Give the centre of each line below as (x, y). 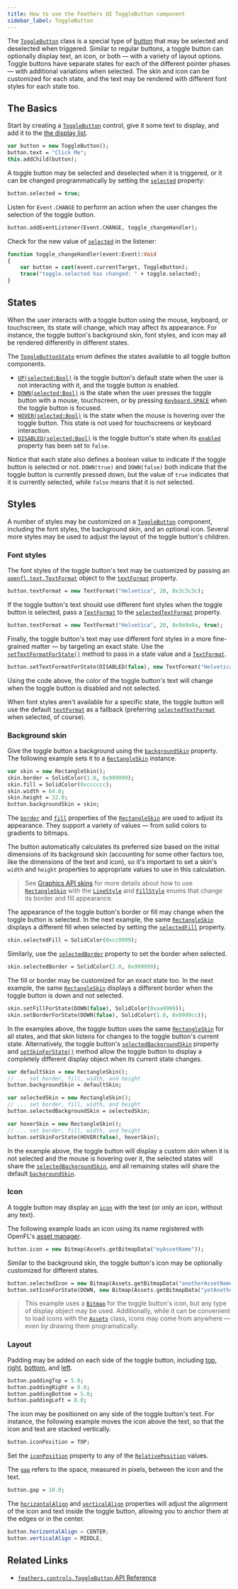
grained (19, 646)
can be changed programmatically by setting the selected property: (106, 180)
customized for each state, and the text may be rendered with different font (117, 78)
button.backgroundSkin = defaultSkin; (64, 1085)
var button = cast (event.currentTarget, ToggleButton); (104, 267)
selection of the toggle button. (51, 215)
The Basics (33, 108)
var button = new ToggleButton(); (58, 146)
